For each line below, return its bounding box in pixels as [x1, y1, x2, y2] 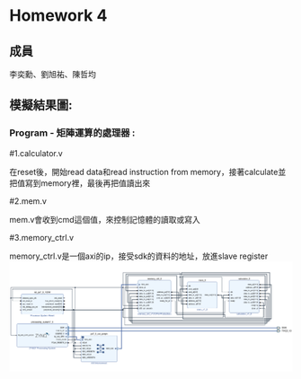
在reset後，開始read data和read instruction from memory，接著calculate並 [9, 166, 287, 177]
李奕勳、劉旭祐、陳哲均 [9, 69, 96, 79]
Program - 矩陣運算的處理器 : [9, 127, 136, 139]
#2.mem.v [9, 195, 48, 207]
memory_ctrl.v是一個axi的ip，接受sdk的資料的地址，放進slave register [9, 251, 269, 261]
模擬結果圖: [9, 98, 74, 113]
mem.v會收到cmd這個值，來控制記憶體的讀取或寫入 [9, 214, 200, 225]
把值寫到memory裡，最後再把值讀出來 [9, 177, 151, 189]
